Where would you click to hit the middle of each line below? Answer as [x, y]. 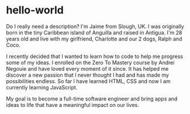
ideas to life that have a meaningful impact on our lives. [72, 105]
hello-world [35, 10]
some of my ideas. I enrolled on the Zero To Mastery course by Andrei [90, 63]
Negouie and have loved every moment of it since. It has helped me [87, 68]
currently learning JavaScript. [42, 87]
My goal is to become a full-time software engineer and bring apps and [92, 99]
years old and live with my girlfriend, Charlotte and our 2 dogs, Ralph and [94, 39]
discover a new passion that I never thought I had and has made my [88, 75]
